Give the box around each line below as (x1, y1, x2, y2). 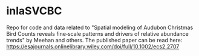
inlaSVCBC (6, 4, 62, 18)
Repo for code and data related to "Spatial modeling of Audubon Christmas (6, 24, 194, 31)
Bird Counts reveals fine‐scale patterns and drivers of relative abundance (6, 30, 189, 37)
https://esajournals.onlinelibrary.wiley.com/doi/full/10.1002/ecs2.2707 (6, 43, 180, 50)
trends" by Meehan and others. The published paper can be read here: (6, 36, 183, 43)
